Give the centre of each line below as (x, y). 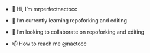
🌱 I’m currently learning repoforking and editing (69, 20)
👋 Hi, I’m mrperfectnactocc (45, 9)
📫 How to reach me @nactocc (49, 44)
